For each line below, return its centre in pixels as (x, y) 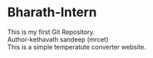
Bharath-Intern (52, 12)
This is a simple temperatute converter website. (77, 47)
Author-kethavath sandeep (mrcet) (58, 39)
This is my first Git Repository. (51, 32)
